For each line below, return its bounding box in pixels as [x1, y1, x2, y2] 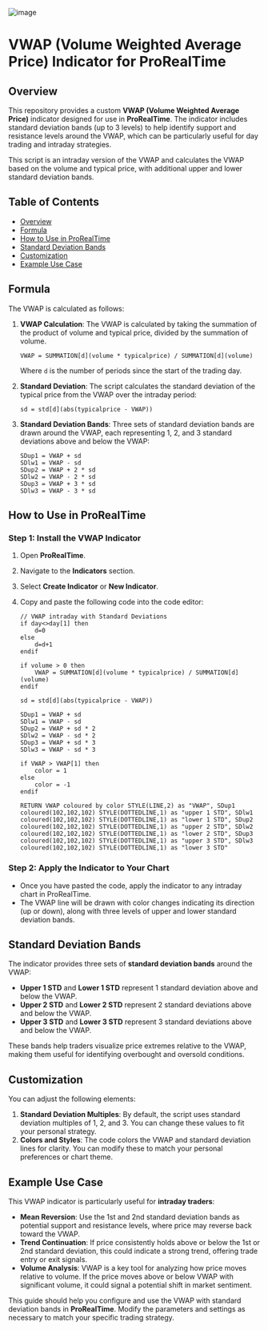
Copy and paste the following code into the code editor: [19, 597, 204, 607]
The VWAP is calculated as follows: [8, 303, 125, 313]
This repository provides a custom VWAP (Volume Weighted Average [8, 106, 240, 115]
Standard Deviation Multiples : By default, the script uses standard [19, 1110, 241, 1119]
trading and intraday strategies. [8, 140, 112, 149]
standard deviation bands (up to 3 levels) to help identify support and [8, 123, 237, 132]
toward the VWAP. [19, 1229, 81, 1239]
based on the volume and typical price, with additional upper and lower [8, 164, 242, 173]
